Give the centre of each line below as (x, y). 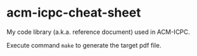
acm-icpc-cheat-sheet (74, 13)
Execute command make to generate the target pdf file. (84, 45)
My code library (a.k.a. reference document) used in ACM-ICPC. (98, 32)
